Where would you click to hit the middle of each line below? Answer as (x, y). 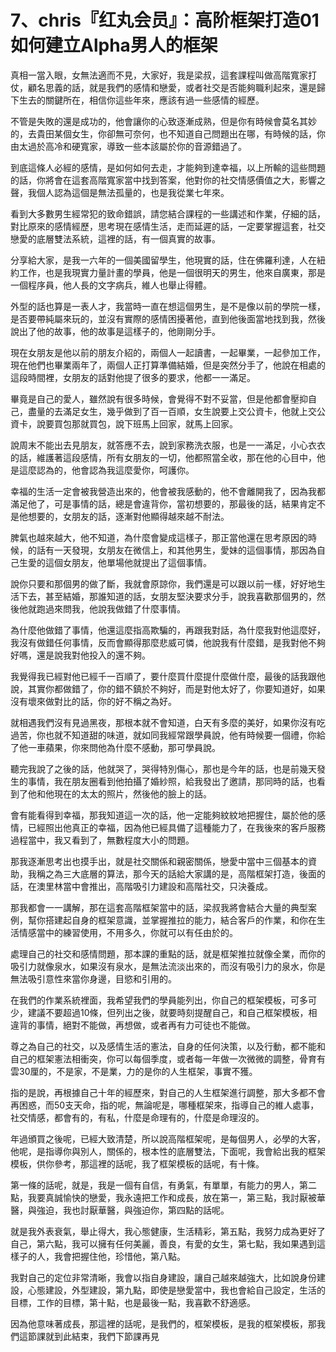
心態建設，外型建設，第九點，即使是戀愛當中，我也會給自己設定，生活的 (176, 1290)
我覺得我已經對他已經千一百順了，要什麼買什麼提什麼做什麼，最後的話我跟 (163, 676)
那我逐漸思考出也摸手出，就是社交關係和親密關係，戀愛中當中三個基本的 (159, 861)
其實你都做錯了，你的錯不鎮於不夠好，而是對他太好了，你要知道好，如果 (176, 688)
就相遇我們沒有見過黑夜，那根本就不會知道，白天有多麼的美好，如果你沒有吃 (168, 722)
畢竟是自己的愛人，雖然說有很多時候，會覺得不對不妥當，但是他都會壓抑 (159, 398)
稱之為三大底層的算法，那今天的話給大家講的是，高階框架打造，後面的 (181, 873)
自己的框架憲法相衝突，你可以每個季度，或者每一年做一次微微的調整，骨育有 (168, 1058)
